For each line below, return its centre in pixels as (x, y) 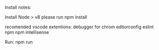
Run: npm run (19, 42)
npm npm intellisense (27, 32)
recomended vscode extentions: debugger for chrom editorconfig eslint (79, 27)
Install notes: (18, 7)
